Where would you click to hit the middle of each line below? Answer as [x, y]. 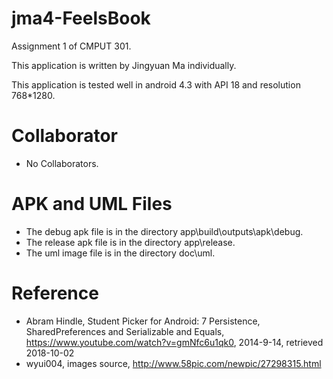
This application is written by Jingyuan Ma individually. [124, 65]
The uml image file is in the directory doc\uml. [120, 253]
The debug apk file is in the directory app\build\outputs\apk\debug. [164, 231]
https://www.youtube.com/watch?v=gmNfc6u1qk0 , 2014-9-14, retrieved [174, 342]
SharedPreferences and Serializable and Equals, [125, 331]
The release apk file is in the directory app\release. [130, 242]
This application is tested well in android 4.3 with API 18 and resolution [156, 84]
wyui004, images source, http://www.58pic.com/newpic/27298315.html [173, 363]
